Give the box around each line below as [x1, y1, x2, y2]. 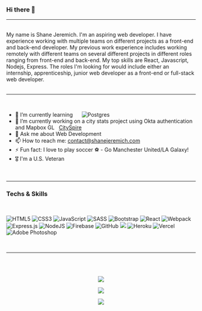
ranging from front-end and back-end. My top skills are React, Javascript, [6, 57, 189, 64]
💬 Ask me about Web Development [14, 131, 102, 138]
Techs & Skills [6, 189, 48, 198]
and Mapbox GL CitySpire [14, 124, 82, 131]
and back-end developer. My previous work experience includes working [6, 44, 188, 51]
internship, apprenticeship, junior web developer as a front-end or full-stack [6, 69, 195, 77]
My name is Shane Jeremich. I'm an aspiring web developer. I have [6, 31, 172, 38]
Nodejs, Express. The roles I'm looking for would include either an [6, 63, 170, 70]
